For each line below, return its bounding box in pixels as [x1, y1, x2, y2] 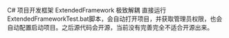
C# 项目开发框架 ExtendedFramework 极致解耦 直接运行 [7, 6, 167, 14]
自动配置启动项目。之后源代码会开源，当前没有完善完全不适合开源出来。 [7, 23, 213, 31]
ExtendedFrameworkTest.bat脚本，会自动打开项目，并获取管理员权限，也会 [7, 15, 223, 23]
